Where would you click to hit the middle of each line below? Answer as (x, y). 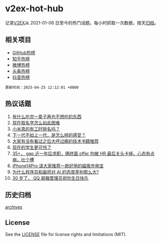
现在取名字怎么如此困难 (36, 122)
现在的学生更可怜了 (32, 147)
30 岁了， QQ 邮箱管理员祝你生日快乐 (50, 178)
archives (14, 207)
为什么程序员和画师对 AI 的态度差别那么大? (56, 172)
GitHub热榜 (24, 53)
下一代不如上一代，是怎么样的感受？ (49, 135)
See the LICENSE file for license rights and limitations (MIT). (66, 235)
